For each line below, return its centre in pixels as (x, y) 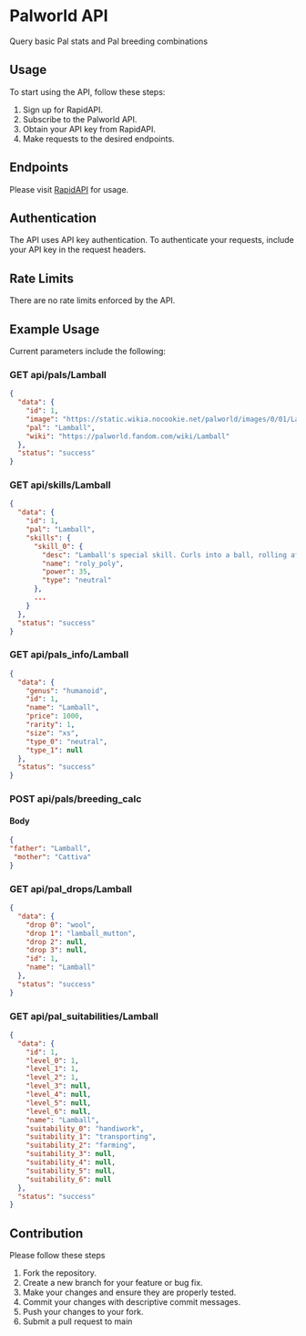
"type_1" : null (55, 750)
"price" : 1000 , (55, 716)
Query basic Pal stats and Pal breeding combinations (108, 41)
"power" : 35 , (67, 572)
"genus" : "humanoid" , (66, 690)
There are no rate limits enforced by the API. (92, 300)
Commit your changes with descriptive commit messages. (132, 1302)
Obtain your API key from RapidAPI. (89, 129)
